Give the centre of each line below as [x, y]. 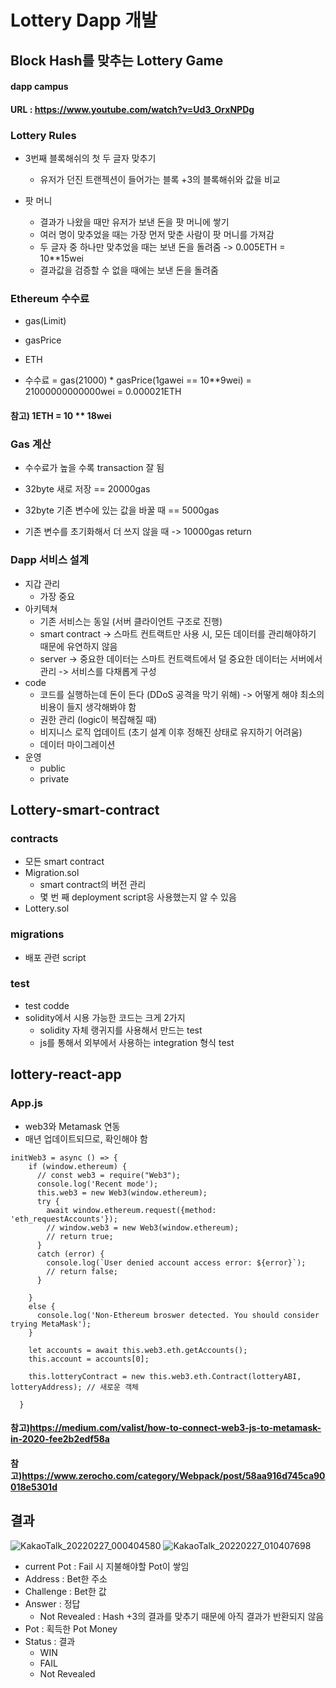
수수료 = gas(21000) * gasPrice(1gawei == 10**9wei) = [138, 380]
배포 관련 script [55, 957]
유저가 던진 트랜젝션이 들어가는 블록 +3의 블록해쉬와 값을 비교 [160, 180]
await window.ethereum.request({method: [131, 1210]
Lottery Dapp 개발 [84, 20]
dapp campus [39, 87]
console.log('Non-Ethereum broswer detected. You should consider [178, 1315]
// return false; [82, 1271]
